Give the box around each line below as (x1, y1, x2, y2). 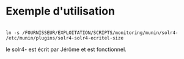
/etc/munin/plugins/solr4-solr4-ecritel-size (6, 35, 123, 41)
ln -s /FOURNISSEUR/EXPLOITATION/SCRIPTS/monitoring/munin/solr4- (6, 29, 178, 36)
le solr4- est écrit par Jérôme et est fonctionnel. (6, 46, 127, 53)
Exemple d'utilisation (6, 4, 116, 18)
